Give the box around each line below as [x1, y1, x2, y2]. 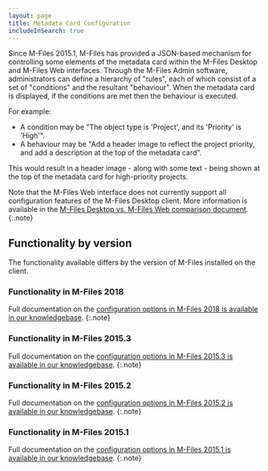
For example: [8, 107, 52, 116]
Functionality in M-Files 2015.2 [8, 380, 132, 391]
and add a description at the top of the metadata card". [19, 148, 202, 157]
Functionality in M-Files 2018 [8, 286, 124, 298]
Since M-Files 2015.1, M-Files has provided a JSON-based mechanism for [8, 49, 252, 59]
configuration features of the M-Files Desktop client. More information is [8, 196, 248, 205]
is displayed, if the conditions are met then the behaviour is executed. [8, 91, 238, 101]
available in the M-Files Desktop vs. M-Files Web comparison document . [8, 205, 249, 214]
